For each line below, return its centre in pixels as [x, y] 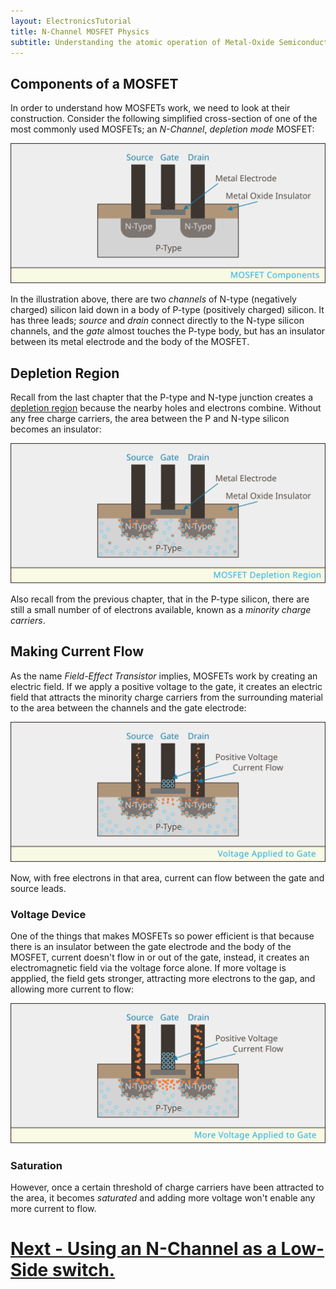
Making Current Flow [77, 651]
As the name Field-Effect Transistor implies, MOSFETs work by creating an [164, 676]
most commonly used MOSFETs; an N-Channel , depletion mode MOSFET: [162, 129]
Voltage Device [48, 914]
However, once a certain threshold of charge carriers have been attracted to [167, 1187]
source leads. [38, 888]
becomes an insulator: [56, 429]
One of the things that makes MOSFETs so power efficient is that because [162, 936]
